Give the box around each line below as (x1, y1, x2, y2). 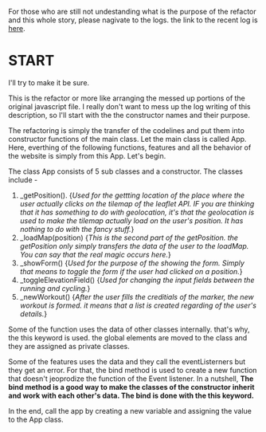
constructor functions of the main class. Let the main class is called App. (8, 134, 247, 143)
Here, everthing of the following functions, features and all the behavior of (8, 143, 252, 152)
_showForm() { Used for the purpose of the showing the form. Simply (19, 258, 245, 268)
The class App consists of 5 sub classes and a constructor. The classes (8, 167, 244, 176)
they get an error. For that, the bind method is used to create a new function (8, 365, 257, 375)
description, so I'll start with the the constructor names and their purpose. (8, 110, 251, 120)
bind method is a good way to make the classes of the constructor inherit (8, 382, 255, 391)
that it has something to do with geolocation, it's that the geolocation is (19, 207, 255, 217)
